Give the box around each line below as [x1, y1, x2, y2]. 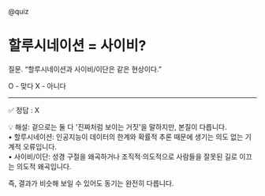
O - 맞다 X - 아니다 [8, 81, 67, 90]
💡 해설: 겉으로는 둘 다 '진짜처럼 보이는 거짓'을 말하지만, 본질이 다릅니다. [8, 122, 227, 131]
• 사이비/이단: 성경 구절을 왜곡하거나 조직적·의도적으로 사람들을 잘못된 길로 [8, 152, 238, 161]
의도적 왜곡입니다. [16, 161, 72, 171]
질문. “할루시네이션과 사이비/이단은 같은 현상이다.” [8, 64, 162, 73]
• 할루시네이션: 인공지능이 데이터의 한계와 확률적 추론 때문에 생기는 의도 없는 [8, 132, 244, 141]
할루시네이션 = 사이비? [8, 37, 147, 55]
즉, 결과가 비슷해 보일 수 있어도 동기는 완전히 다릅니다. [8, 178, 174, 188]
